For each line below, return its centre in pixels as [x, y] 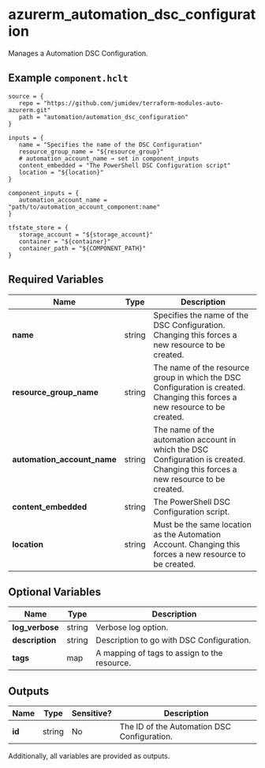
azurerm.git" [30, 110]
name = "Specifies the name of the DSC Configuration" [110, 145]
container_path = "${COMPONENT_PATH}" [82, 248]
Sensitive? [91, 713]
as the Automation [187, 534]
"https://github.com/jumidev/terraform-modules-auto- [133, 103]
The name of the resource [202, 367]
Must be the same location [203, 525]
